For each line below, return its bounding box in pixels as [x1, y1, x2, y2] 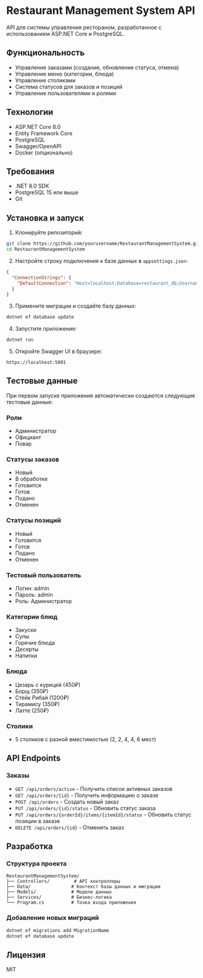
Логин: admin [14, 585, 50, 592]
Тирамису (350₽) [14, 700, 60, 707]
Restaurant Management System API [6, 4, 195, 18]
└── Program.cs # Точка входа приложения [6, 900, 137, 906]
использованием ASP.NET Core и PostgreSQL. [6, 30, 125, 37]
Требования [6, 166, 54, 176]
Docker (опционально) [14, 149, 73, 156]
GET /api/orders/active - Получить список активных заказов [14, 785, 173, 792]
